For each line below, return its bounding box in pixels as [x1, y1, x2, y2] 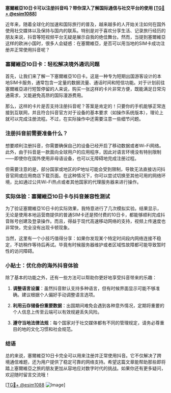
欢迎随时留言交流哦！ [5, 372, 50, 378]
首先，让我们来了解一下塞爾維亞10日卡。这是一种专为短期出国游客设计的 [5, 73, 157, 80]
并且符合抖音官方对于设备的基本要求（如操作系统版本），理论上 [32, 110, 164, 116]
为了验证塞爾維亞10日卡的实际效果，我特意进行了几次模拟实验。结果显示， [5, 205, 162, 211]
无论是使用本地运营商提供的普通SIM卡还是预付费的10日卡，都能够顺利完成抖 [5, 212, 165, 218]
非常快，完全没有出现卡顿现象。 [5, 224, 72, 230]
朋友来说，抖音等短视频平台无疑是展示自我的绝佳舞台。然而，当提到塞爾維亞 [5, 34, 166, 40]
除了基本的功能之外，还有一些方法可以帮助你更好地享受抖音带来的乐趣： [5, 275, 157, 281]
